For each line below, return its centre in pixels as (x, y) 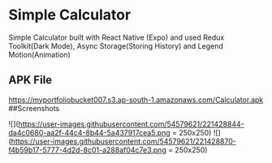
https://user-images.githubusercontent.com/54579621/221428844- (132, 124)
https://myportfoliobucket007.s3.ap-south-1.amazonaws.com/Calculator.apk (136, 100)
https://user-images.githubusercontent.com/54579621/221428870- (124, 141)
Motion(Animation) (39, 54)
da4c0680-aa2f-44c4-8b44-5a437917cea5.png (89, 132)
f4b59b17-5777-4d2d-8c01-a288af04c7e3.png (87, 150)
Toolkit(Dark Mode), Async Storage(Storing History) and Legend (116, 45)
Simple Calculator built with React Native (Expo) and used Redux (117, 37)
